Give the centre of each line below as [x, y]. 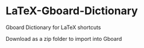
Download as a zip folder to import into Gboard [64, 39]
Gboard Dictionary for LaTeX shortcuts [53, 27]
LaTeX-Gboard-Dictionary [72, 11]
